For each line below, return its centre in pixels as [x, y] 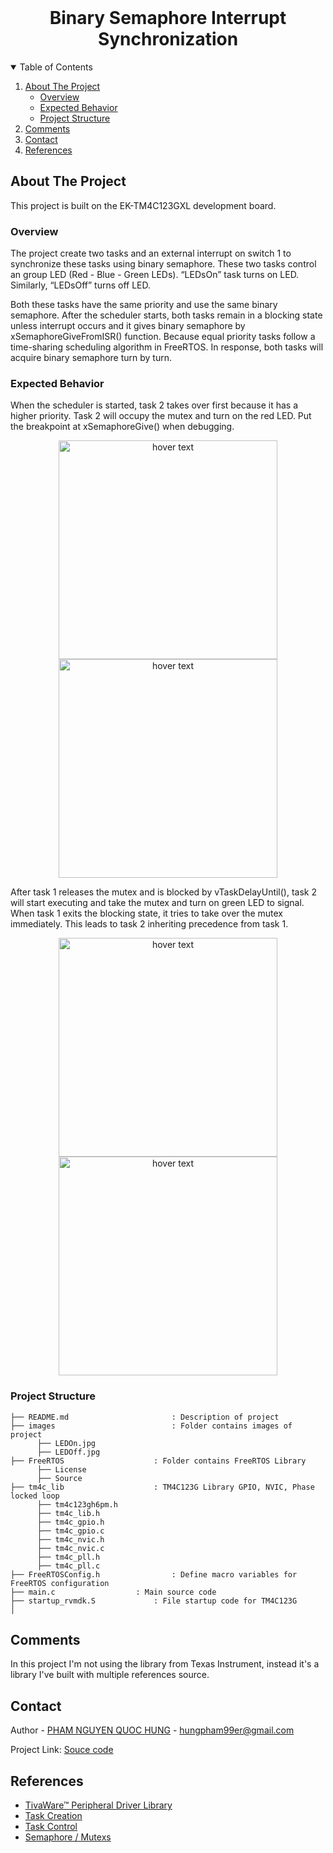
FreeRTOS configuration [60, 1583]
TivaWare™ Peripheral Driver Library [98, 1805]
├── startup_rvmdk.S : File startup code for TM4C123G [154, 1601]
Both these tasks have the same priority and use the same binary [144, 305]
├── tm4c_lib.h [68, 1513]
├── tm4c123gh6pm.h [77, 1504]
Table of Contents [56, 67]
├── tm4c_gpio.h [70, 1522]
